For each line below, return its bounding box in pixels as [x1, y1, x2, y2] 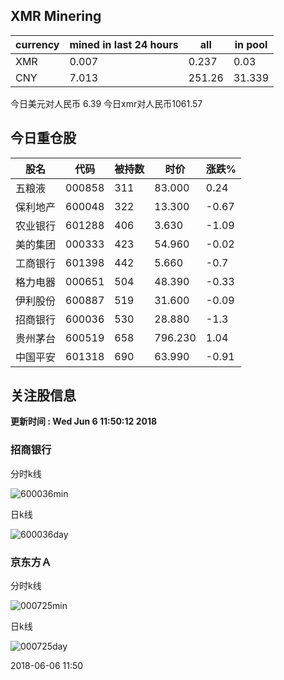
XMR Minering [10, 8, 102, 25]
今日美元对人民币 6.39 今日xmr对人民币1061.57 [10, 97, 203, 109]
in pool [234, 37, 268, 51]
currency [15, 37, 60, 51]
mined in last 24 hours [69, 37, 179, 51]
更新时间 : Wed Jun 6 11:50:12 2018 [10, 415, 158, 428]
